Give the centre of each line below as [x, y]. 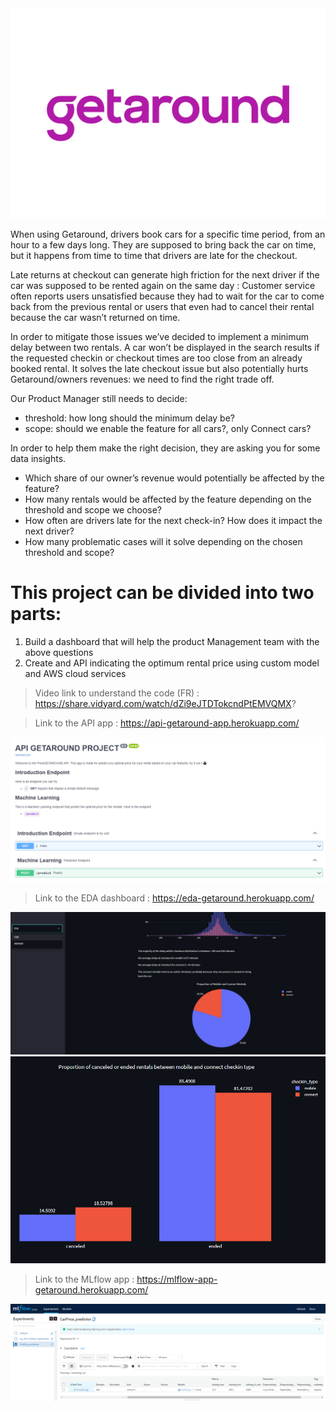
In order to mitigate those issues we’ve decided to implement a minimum [160, 336]
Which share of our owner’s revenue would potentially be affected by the [174, 478]
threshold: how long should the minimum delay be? [129, 418]
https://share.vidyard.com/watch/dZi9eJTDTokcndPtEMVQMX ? [165, 703]
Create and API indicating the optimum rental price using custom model [172, 663]
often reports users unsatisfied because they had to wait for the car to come [167, 296]
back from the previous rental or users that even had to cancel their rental [162, 306]
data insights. [38, 458]
